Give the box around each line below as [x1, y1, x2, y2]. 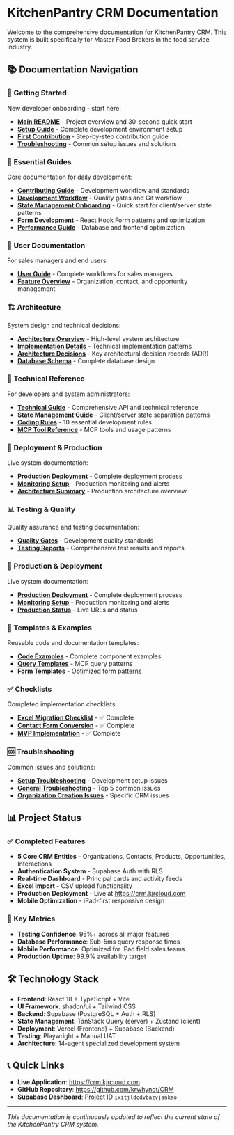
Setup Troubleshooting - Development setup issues [17, 776, 169, 784]
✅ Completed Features [7, 836, 86, 846]
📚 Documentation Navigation [7, 64, 139, 76]
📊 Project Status [7, 812, 82, 824]
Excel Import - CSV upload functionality [17, 882, 133, 890]
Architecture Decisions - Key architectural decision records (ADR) [17, 349, 209, 358]
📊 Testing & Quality [7, 505, 75, 514]
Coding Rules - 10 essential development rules [17, 418, 152, 426]
